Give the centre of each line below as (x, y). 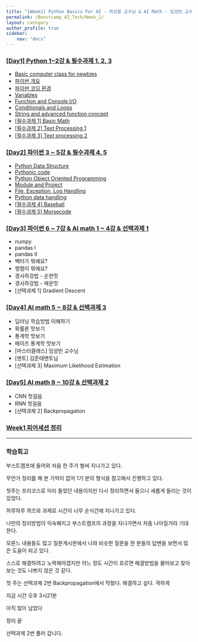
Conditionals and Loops (43, 107)
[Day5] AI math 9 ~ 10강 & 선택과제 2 (57, 383)
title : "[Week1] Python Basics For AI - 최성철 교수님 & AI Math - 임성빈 (94, 12)
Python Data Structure (42, 165)
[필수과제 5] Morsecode (43, 211)
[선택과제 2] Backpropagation (50, 411)
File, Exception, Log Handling (50, 191)
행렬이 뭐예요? (31, 268)
